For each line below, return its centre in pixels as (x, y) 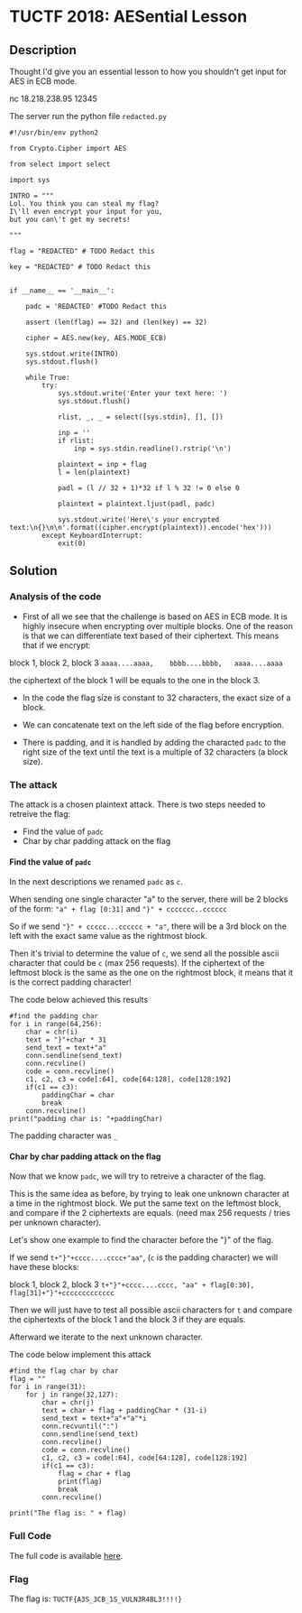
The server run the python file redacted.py (88, 116)
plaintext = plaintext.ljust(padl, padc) (137, 504)
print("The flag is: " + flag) (68, 1514)
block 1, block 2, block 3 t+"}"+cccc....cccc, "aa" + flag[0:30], (132, 1284)
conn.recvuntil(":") (80, 1427)
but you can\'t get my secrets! (70, 219)
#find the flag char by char (64, 1371)
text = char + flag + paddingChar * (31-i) (124, 1411)
